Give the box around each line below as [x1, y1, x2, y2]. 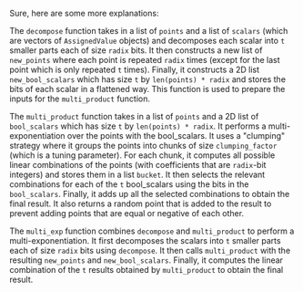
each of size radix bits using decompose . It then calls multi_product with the [9, 245, 291, 255]
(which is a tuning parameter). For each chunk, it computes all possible [9, 150, 276, 161]
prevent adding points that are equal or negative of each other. [9, 208, 244, 218]
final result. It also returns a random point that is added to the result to [9, 198, 272, 209]
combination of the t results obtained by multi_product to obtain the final [9, 265, 284, 275]
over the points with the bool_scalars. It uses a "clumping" [66, 130, 286, 141]
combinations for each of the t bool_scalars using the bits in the [9, 179, 249, 190]
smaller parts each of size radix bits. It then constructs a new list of [9, 45, 263, 56]
